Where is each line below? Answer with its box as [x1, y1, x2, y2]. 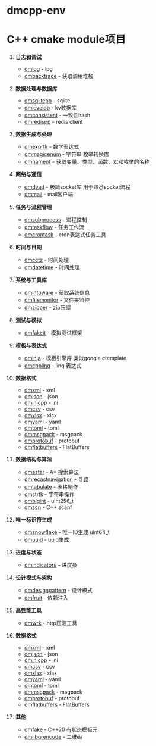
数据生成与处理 [15, 130, 52, 138]
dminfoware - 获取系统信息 [24, 289, 90, 296]
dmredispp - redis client [24, 118, 83, 126]
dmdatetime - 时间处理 [24, 264, 80, 271]
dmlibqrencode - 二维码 [24, 733, 82, 741]
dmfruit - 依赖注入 [24, 594, 69, 601]
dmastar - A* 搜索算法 [24, 469, 79, 476]
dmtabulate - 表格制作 [24, 483, 78, 491]
